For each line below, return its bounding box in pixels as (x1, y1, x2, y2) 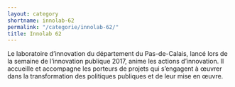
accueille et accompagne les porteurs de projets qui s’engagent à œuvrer (7, 64, 222, 73)
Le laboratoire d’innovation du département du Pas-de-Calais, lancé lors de (7, 50, 229, 58)
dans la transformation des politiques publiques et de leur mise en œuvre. (7, 72, 224, 81)
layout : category (7, 10, 59, 18)
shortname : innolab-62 (7, 17, 75, 24)
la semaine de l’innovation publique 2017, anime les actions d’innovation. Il (7, 57, 224, 66)
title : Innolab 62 (7, 30, 62, 37)
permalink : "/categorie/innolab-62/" (7, 23, 119, 30)
